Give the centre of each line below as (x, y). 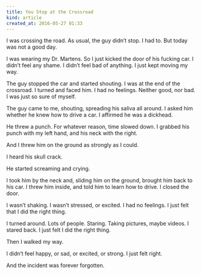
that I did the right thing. (36, 212)
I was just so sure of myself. (41, 97)
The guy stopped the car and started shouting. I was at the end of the (93, 84)
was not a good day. (32, 47)
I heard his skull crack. (34, 157)
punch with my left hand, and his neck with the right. (72, 133)
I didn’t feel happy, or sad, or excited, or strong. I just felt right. (84, 254)
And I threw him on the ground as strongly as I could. (73, 145)
